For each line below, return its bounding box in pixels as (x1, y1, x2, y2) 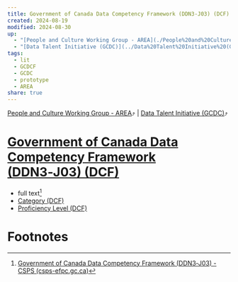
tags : (7, 50, 23, 57)
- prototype (13, 76, 50, 84)
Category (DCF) (17, 196, 64, 205)
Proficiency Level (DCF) (17, 203, 87, 213)
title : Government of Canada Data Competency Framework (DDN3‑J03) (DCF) (7, 10, 230, 18)
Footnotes (7, 228, 69, 244)
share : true (7, 89, 42, 96)
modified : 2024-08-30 (7, 23, 72, 30)
